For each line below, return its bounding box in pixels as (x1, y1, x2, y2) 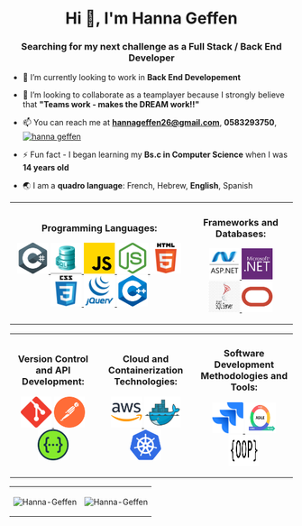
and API (35, 365, 71, 377)
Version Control (17, 353, 88, 365)
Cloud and (123, 353, 169, 365)
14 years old (22, 162, 69, 173)
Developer (128, 51, 175, 64)
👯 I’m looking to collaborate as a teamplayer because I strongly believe (22, 89, 286, 100)
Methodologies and (200, 370, 288, 383)
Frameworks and (202, 216, 279, 228)
